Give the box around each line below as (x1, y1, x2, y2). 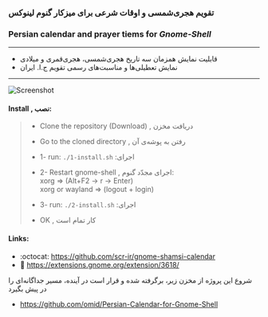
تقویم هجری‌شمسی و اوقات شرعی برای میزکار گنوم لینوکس (8, 7, 215, 18)
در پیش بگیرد (8, 284, 47, 293)
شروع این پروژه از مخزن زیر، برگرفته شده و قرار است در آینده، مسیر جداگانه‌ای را (8, 275, 253, 285)
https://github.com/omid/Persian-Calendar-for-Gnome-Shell (19, 299, 219, 309)
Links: (8, 234, 30, 244)
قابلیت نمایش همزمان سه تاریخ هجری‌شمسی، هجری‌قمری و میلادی (19, 54, 218, 64)
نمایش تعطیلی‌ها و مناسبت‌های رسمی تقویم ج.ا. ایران (19, 63, 178, 72)
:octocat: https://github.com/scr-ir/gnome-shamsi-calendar (19, 251, 215, 261)
